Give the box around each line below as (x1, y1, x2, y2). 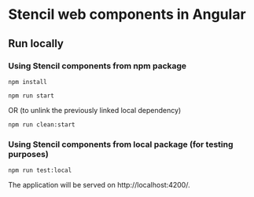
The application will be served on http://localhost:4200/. (8, 181, 190, 190)
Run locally (8, 37, 64, 50)
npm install (8, 78, 47, 86)
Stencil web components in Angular (8, 5, 246, 24)
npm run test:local (8, 166, 72, 174)
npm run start (8, 92, 55, 100)
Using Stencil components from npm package (8, 60, 187, 71)
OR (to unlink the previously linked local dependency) (8, 105, 182, 115)
